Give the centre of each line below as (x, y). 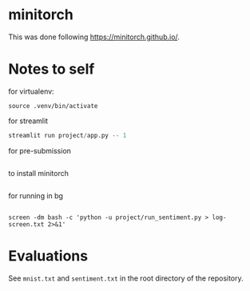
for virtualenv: (31, 91)
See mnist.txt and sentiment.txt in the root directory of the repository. (126, 278)
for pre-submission (40, 150)
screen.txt (26, 224)
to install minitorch (39, 173)
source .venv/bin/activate (53, 106)
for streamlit (28, 121)
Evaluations (48, 255)
